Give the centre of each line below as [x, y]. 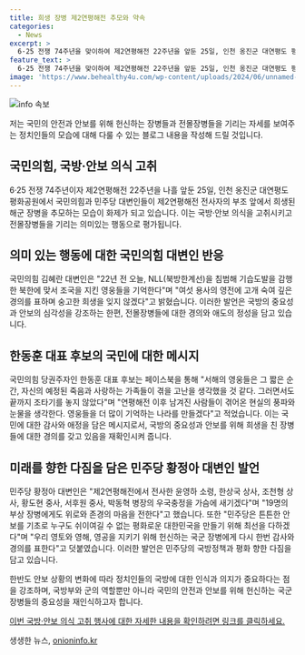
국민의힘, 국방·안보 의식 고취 [84, 166]
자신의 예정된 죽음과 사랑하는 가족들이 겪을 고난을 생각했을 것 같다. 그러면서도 [158, 391]
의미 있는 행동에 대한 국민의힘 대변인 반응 [117, 255]
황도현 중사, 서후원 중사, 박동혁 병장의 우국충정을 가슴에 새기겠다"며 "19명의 [155, 503]
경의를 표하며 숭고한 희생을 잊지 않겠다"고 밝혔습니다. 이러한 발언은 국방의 [140, 302]
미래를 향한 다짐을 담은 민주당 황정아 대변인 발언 [135, 468]
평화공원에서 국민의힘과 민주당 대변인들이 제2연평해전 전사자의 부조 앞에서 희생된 [152, 201]
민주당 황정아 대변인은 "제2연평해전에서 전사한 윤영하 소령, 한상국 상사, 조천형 [147, 491]
